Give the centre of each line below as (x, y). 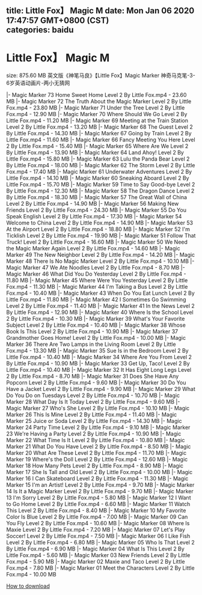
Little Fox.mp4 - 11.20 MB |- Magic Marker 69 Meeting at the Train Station (97, 121)
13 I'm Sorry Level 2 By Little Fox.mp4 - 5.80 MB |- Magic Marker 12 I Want (99, 498)
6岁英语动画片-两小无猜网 (38, 83)
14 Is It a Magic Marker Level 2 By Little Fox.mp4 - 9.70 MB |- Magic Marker (100, 492)
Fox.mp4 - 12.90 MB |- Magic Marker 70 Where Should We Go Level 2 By (97, 114)
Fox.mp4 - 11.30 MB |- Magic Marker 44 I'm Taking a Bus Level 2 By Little (97, 287)
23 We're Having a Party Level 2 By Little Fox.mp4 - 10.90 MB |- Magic (94, 434)
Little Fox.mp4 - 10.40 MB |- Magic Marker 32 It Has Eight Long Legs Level (99, 370)
